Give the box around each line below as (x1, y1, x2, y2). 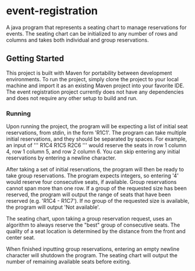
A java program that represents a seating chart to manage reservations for (6, 24, 187, 31)
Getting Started (6, 53, 64, 63)
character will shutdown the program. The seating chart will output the (6, 252, 178, 259)
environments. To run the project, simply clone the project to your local (6, 75, 179, 82)
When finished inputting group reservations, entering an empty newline (6, 246, 180, 253)
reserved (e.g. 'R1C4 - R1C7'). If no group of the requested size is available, (6, 197, 190, 205)
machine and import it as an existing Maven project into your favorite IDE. (6, 82, 185, 89)
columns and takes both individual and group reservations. (6, 36, 149, 43)
